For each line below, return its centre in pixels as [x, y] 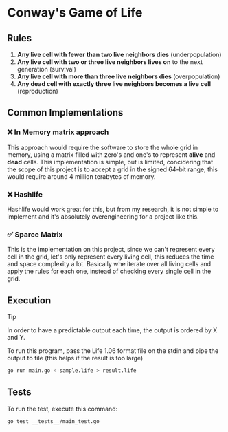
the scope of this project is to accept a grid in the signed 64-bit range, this [113, 169]
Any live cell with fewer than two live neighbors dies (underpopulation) [119, 54]
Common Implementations [65, 112]
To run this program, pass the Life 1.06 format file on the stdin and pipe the [113, 351]
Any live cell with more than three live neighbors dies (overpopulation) [118, 76]
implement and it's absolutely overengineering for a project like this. [103, 216]
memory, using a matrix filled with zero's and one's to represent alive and [111, 154]
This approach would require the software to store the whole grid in [103, 147]
